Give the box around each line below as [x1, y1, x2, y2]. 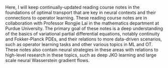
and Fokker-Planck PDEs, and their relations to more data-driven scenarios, [5, 36, 162, 42]
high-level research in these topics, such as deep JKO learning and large [5, 52, 156, 58]
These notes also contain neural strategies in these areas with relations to [5, 47, 159, 52]
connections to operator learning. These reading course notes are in [5, 15, 147, 20]
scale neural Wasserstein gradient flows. [5, 57, 90, 63]
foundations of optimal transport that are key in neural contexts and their [5, 9, 156, 15]
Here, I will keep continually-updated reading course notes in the [5, 4, 140, 10]
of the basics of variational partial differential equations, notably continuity [5, 31, 160, 36]
